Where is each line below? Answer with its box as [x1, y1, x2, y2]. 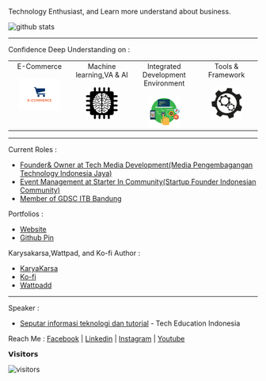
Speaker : [8, 303, 40, 313]
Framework [208, 70, 245, 79]
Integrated [147, 61, 181, 70]
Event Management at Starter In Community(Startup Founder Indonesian [19, 177, 256, 187]
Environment [143, 78, 185, 88]
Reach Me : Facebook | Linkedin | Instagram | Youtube [8, 334, 185, 344]
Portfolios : [8, 209, 44, 219]
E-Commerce [17, 61, 62, 70]
